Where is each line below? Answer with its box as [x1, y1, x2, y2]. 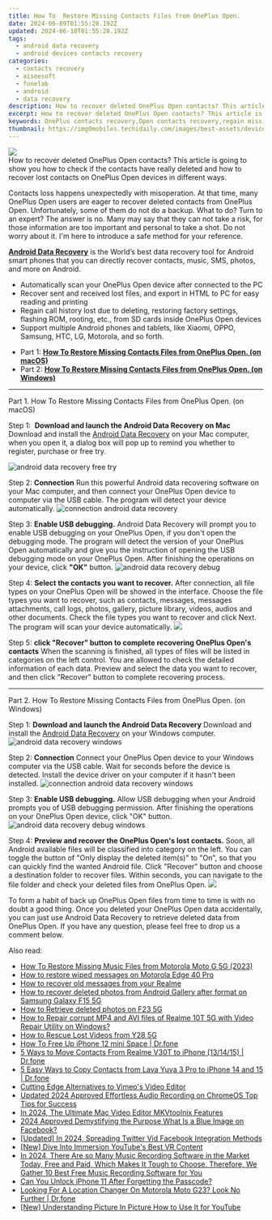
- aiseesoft [15, 72, 57, 80]
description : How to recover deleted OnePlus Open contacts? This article [8, 102, 266, 110]
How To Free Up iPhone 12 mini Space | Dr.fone [19, 1039, 179, 1048]
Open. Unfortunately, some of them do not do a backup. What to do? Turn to [8, 205, 263, 215]
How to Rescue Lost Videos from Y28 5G [19, 1030, 158, 1039]
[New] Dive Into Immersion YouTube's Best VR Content [19, 1141, 203, 1151]
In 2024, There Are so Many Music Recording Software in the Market [19, 1150, 250, 1160]
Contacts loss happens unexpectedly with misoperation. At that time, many [8, 188, 259, 198]
